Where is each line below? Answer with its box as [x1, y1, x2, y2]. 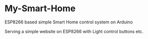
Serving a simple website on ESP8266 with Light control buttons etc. [4, 28, 144, 34]
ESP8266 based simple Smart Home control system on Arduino [4, 19, 133, 25]
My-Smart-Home [4, 3, 76, 14]
